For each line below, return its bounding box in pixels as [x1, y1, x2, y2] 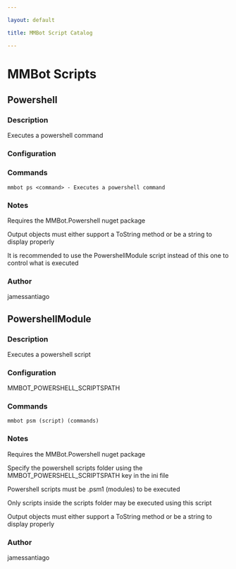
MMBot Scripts [7, 66, 97, 82]
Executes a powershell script [7, 350, 92, 358]
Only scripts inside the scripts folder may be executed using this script [7, 498, 212, 507]
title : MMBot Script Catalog [7, 29, 93, 36]
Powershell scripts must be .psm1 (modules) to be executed [7, 485, 181, 493]
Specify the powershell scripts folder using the [7, 464, 143, 472]
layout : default [7, 16, 55, 23]
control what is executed [7, 259, 79, 267]
